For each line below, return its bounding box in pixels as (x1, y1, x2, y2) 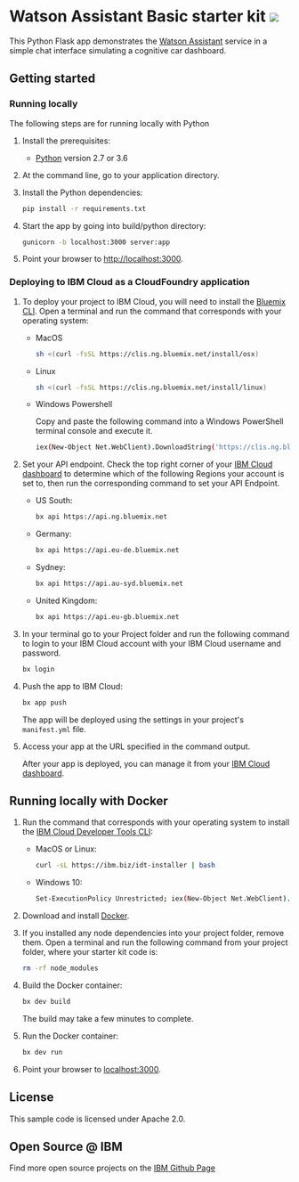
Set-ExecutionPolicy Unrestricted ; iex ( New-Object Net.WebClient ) (35, 894, 287, 903)
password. (21, 648, 61, 658)
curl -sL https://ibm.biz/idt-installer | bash (35, 861, 215, 870)
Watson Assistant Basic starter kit (9, 6, 267, 27)
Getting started (9, 71, 96, 86)
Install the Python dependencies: (21, 187, 143, 198)
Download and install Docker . (21, 910, 130, 921)
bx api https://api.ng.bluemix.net (35, 512, 167, 522)
